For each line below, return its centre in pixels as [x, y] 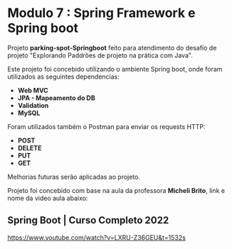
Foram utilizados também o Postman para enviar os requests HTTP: [106, 126]
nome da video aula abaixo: [48, 198]
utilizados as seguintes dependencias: [63, 77]
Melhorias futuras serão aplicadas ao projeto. [74, 177]
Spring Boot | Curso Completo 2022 [88, 220]
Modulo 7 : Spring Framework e [101, 13]
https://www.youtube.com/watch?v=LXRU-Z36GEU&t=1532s [97, 237]
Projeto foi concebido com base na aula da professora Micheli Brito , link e [116, 190]
